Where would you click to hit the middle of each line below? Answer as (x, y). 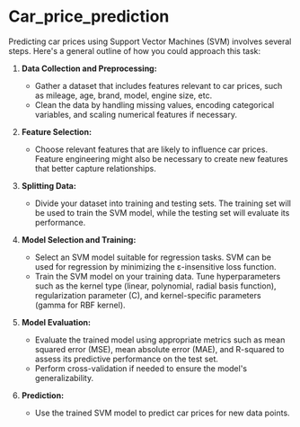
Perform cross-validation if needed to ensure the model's (141, 368)
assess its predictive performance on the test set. (127, 359)
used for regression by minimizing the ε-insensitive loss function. (155, 266)
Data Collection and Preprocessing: (89, 68)
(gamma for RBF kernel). (80, 305)
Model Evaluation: (56, 322)
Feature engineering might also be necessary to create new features (161, 158)
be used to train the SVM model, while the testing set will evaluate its (162, 212)
